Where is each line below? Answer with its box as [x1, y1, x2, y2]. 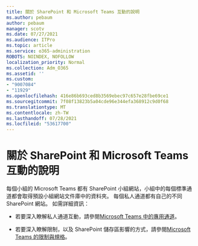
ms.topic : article [6, 43, 53, 49]
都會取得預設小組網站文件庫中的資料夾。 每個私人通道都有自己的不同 [11, 192, 182, 200]
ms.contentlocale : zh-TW [6, 110, 69, 116]
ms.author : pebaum [6, 14, 53, 20]
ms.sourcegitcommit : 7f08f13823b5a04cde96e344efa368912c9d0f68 [6, 98, 169, 104]
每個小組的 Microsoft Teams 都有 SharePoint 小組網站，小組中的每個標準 [6, 185, 187, 192]
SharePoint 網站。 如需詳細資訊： [6, 200, 89, 207]
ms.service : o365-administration [6, 48, 91, 54]
